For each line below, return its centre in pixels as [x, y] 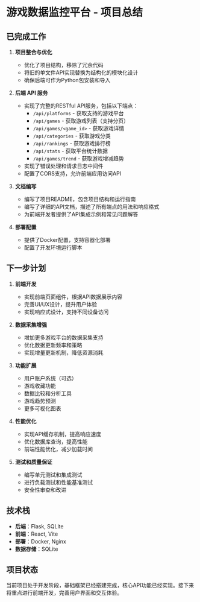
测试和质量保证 [33, 461]
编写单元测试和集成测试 [53, 475]
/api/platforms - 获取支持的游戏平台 [78, 113]
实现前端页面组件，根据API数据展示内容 [73, 297]
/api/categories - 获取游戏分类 [72, 136]
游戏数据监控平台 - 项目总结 [75, 12]
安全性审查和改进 [45, 490]
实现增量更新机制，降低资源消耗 [64, 352]
